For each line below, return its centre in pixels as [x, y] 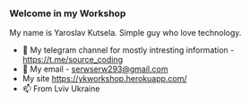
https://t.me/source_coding [73, 60]
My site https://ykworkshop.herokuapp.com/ [104, 79]
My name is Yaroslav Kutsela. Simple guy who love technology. [125, 33]
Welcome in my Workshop [68, 13]
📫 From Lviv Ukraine [61, 89]
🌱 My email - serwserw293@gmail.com [95, 69]
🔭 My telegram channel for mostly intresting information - [128, 50]
